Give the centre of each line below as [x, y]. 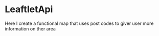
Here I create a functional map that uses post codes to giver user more [79, 23]
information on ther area [30, 28]
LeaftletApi [29, 9]
